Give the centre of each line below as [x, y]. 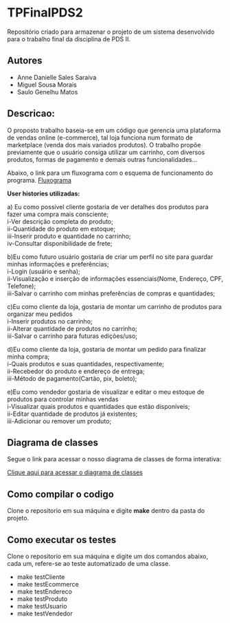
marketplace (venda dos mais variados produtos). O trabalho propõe [104, 145]
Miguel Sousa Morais [47, 85]
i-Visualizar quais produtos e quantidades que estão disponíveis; [99, 406]
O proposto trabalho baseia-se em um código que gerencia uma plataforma [114, 130]
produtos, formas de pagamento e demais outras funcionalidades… [102, 159]
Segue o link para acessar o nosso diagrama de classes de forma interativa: [114, 459]
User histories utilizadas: [44, 193]
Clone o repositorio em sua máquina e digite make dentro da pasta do [106, 511]
